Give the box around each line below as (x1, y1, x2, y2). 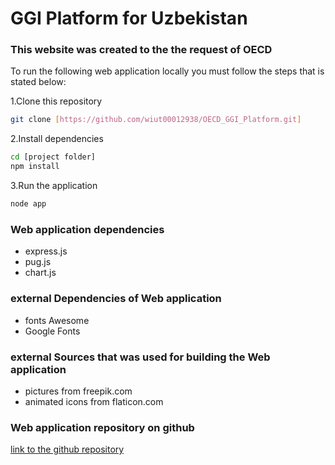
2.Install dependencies (10, 133, 104, 145)
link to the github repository (10, 443, 125, 456)
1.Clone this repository (10, 95, 103, 107)
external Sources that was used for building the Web (10, 350, 271, 364)
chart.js (24, 267, 57, 279)
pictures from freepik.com (24, 385, 133, 397)
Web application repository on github (10, 420, 195, 434)
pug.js (24, 256, 52, 268)
